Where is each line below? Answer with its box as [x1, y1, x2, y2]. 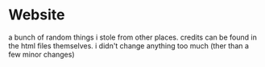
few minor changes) [8, 49, 75, 59]
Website [8, 6, 65, 24]
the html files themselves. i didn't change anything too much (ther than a [8, 40, 250, 50]
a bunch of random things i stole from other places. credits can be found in [8, 32, 258, 42]
